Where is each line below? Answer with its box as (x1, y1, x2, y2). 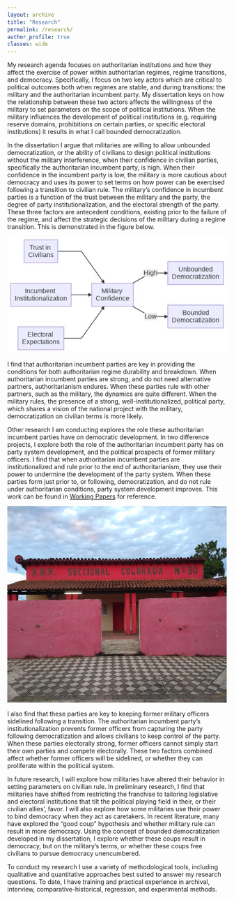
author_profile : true (7, 34, 70, 40)
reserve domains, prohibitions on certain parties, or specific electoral (7, 120, 205, 128)
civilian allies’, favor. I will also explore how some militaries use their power (7, 805, 221, 813)
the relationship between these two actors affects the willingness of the (7, 98, 212, 106)
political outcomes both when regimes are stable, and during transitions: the (7, 83, 226, 91)
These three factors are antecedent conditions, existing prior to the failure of (7, 208, 227, 216)
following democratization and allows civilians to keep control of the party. (7, 732, 221, 740)
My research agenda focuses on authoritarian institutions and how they (7, 61, 212, 69)
